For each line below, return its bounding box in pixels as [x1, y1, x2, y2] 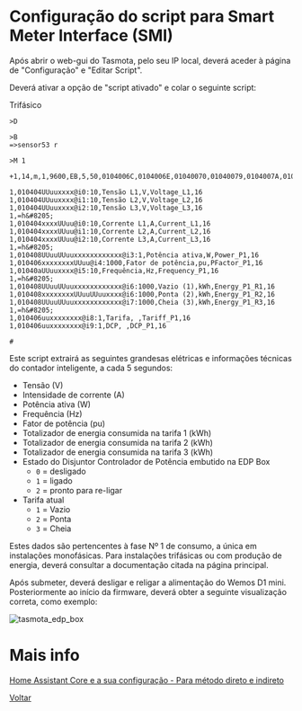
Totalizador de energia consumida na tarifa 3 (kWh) [22, 447, 214, 458]
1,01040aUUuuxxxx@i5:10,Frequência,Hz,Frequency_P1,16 [9, 266, 219, 275]
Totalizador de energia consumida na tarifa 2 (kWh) [22, 437, 214, 448]
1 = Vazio [35, 503, 71, 514]
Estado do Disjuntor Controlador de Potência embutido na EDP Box [22, 456, 271, 467]
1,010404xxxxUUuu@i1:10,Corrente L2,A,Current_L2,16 [9, 227, 211, 236]
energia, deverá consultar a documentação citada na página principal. [9, 559, 269, 570]
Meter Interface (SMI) [9, 25, 173, 46]
